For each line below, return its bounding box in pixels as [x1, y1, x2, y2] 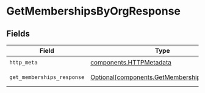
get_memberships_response [9, 74, 85, 80]
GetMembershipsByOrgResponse [6, 4, 181, 18]
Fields [6, 29, 31, 39]
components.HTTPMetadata [90, 58, 172, 66]
